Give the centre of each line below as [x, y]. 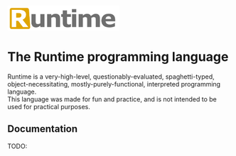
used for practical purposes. [49, 107]
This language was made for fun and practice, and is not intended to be [112, 99]
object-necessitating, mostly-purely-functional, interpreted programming [114, 84]
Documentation [43, 129]
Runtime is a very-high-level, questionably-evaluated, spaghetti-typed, [111, 77]
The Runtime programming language [118, 57]
